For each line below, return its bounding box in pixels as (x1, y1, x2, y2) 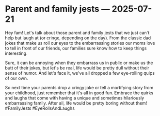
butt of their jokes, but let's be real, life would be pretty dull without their (5, 65, 149, 71)
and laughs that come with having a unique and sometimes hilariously (5, 95, 144, 100)
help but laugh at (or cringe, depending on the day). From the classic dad (5, 35, 151, 41)
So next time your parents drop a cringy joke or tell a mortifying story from (5, 84, 154, 90)
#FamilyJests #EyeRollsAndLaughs (5, 105, 75, 111)
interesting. (5, 50, 28, 56)
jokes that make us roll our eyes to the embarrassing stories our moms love (5, 40, 155, 46)
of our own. (5, 75, 28, 81)
